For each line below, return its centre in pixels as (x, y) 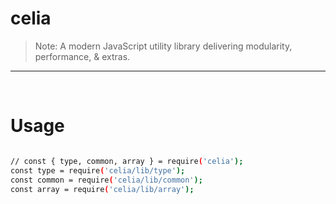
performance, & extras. (82, 56)
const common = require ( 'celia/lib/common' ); (106, 180)
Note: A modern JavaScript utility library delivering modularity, (163, 46)
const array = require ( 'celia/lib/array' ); (102, 189)
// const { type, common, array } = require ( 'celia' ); (127, 161)
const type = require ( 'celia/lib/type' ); (98, 170)
